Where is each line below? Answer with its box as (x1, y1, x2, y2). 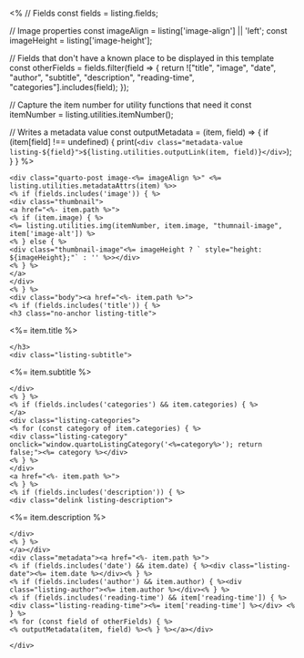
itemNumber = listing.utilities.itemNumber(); (9, 109, 174, 119)
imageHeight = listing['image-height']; (9, 36, 153, 46)
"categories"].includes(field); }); (9, 82, 129, 92)
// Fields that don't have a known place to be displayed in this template (9, 53, 275, 63)
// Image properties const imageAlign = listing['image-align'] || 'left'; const (9, 26, 289, 36)
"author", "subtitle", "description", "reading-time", (9, 72, 195, 83)
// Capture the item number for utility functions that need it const (9, 99, 252, 110)
